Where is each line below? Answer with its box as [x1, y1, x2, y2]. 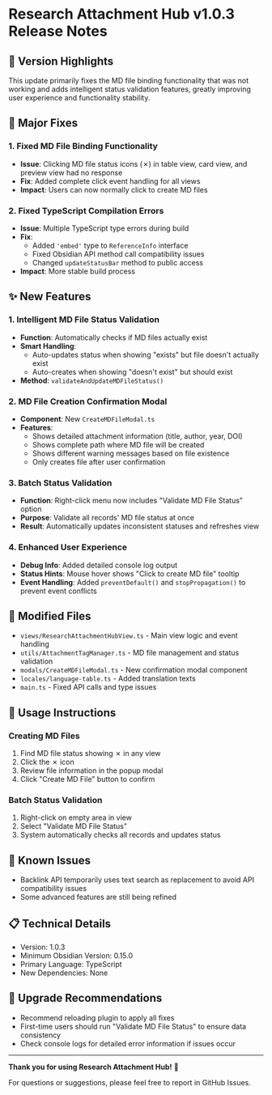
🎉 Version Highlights [8, 54, 114, 68]
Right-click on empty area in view [19, 813, 132, 822]
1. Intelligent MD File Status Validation [8, 314, 160, 325]
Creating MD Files [8, 730, 80, 741]
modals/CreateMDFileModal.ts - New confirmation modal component [19, 665, 249, 675]
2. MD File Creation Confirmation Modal [8, 396, 168, 407]
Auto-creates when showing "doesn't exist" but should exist [32, 367, 233, 376]
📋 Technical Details [8, 916, 112, 931]
